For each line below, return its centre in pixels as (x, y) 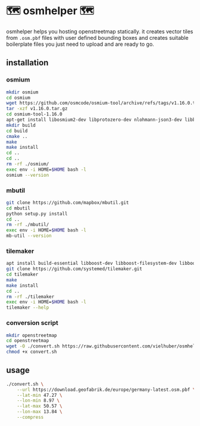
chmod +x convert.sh (32, 352)
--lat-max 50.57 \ (40, 406)
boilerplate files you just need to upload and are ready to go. (80, 44)
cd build (17, 131)
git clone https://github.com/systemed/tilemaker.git (74, 269)
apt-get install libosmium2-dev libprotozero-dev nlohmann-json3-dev (94, 120)
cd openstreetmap (28, 341)
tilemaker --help (28, 308)
